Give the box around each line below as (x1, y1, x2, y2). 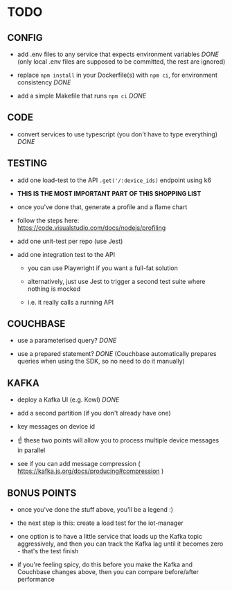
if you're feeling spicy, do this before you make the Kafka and (17, 560, 193, 569)
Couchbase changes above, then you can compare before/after (17, 568, 199, 576)
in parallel (17, 446, 46, 454)
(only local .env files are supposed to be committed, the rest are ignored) (17, 57, 226, 66)
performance (17, 575, 55, 584)
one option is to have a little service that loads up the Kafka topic (17, 533, 203, 541)
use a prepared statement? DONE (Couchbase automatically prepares (17, 350, 217, 358)
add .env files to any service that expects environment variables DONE (17, 50, 220, 58)
